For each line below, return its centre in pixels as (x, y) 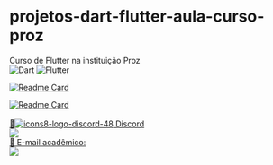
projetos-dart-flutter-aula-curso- (137, 17)
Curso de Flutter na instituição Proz (75, 60)
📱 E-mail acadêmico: (48, 142)
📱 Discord (77, 124)
